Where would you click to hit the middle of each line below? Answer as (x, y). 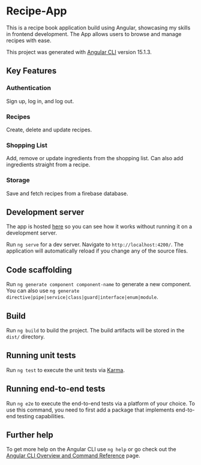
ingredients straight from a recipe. (48, 165)
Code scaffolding (39, 270)
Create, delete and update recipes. (49, 130)
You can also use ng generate (43, 291)
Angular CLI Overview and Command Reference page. (73, 456)
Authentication (28, 88)
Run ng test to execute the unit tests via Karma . (65, 370)
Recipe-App (37, 11)
